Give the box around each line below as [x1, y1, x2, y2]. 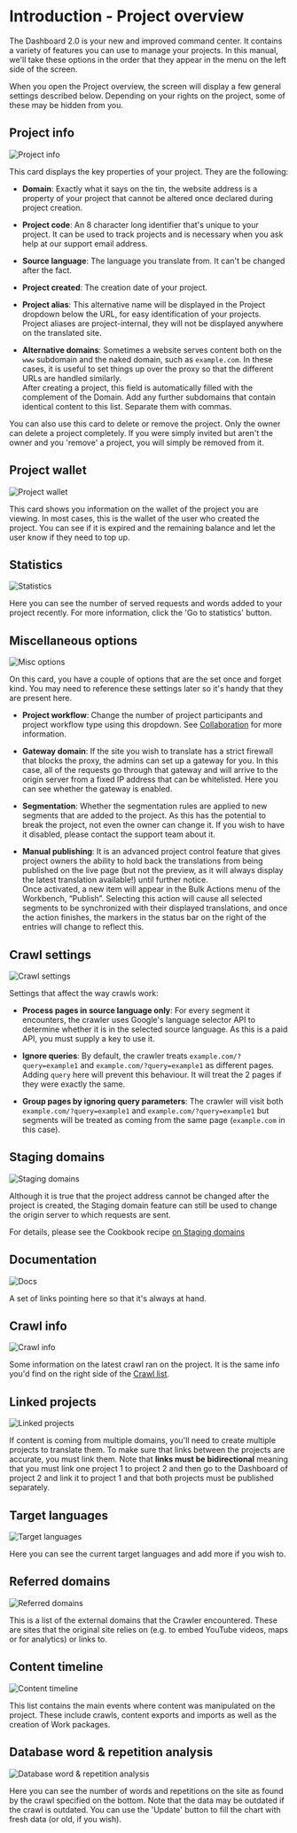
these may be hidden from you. [9, 99, 124, 110]
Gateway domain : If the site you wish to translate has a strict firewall [21, 746, 273, 757]
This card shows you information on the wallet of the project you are [9, 503, 259, 514]
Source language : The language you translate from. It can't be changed [21, 255, 285, 266]
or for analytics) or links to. [9, 1634, 108, 1644]
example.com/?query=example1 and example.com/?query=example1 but [21, 1105, 270, 1116]
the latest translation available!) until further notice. [21, 875, 208, 885]
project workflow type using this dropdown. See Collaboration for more [21, 720, 282, 730]
